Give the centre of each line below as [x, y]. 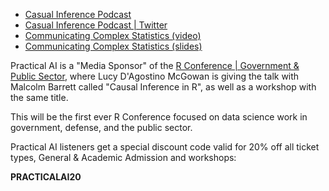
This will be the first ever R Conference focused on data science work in [159, 117]
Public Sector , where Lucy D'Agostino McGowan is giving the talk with [155, 76]
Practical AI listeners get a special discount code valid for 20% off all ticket [165, 147]
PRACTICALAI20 [46, 177]
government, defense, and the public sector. [101, 127]
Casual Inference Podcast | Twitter [96, 25]
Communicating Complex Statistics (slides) [113, 46]
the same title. [39, 97]
